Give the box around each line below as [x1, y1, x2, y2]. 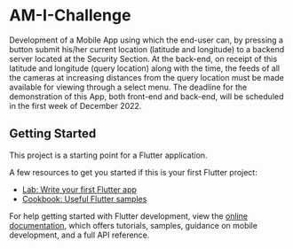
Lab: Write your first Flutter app [21, 183, 138, 195]
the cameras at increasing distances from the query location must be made [9, 72, 284, 82]
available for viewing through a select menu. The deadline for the [9, 82, 248, 92]
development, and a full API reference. [9, 230, 150, 240]
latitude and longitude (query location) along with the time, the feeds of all [9, 63, 281, 74]
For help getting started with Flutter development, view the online [9, 210, 249, 222]
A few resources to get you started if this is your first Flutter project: [9, 167, 257, 177]
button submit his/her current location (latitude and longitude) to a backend [9, 43, 285, 54]
